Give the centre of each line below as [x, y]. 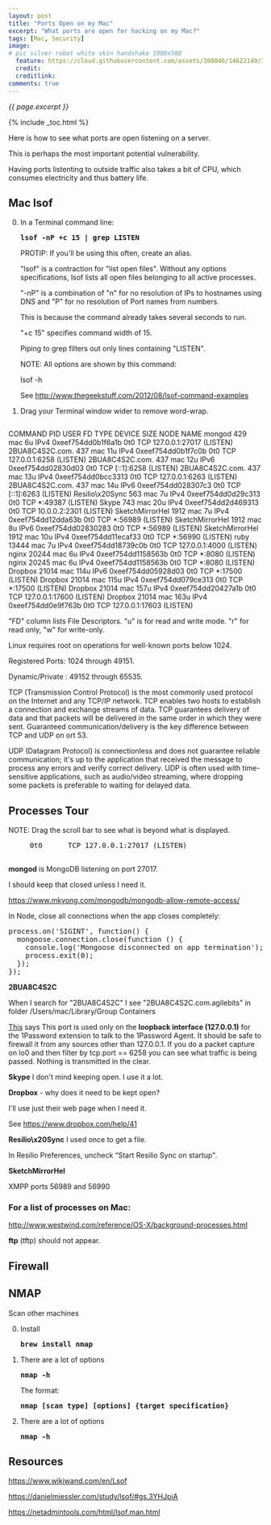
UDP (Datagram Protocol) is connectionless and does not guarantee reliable [134, 751]
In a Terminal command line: [67, 222]
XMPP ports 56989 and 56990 [59, 1187]
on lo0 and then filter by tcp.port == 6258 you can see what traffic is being [133, 1053]
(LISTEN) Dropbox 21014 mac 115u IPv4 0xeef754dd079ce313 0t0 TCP [126, 580]
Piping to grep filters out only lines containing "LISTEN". [113, 349]
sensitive [23, 777]
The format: [40, 1390]
